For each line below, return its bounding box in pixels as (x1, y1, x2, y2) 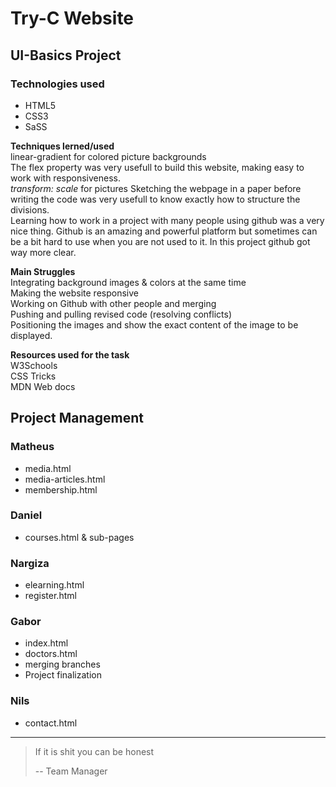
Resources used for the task (10, 348, 130, 361)
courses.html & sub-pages (24, 531, 135, 543)
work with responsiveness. (10, 172, 121, 184)
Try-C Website (10, 7, 135, 30)
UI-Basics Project (10, 47, 122, 64)
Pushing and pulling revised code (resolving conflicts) (10, 308, 233, 320)
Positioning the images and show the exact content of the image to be (10, 318, 299, 331)
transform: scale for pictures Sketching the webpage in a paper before (10, 182, 302, 194)
